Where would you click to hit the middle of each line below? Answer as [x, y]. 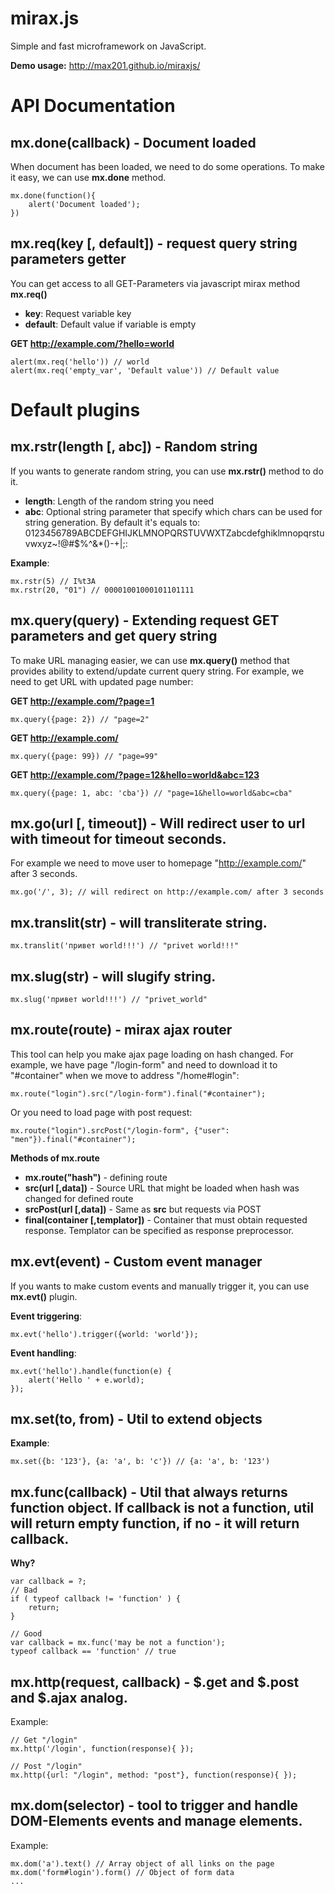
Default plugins [75, 409]
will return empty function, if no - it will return [155, 1523]
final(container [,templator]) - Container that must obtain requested [166, 1219]
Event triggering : [46, 1316]
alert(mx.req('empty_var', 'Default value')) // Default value [145, 370]
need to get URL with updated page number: [102, 681]
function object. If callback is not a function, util [162, 1507]
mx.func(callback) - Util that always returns [149, 1492]
